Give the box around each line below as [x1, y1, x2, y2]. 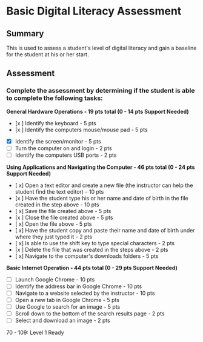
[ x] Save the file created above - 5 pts [15, 207, 111, 214]
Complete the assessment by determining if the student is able [6, 87, 195, 95]
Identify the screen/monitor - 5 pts [15, 137, 101, 145]
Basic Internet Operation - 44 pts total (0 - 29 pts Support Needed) [6, 264, 178, 271]
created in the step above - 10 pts [15, 201, 99, 208]
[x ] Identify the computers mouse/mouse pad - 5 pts [15, 126, 148, 133]
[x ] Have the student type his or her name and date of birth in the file [15, 194, 189, 202]
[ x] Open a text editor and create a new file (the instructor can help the [15, 182, 193, 189]
